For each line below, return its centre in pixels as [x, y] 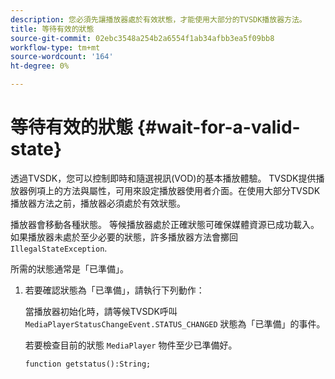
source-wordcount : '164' [62, 57]
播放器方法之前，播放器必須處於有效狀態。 [98, 203]
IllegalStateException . [59, 248]
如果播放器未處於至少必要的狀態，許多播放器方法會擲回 [124, 237]
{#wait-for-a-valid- [218, 127]
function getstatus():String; [88, 364]
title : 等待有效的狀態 [52, 29]
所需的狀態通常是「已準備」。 [69, 268]
